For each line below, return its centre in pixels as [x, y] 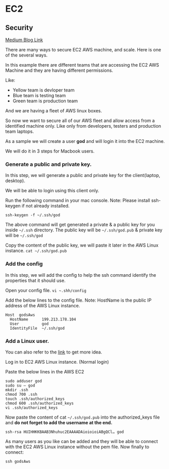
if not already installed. [46, 206]
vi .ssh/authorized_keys [32, 407]
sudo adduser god [24, 381]
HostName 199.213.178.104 [43, 319]
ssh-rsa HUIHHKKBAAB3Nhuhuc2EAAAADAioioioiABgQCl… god [65, 432]
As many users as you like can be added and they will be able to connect [82, 441]
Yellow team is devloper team [44, 90]
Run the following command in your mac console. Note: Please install [78, 200]
